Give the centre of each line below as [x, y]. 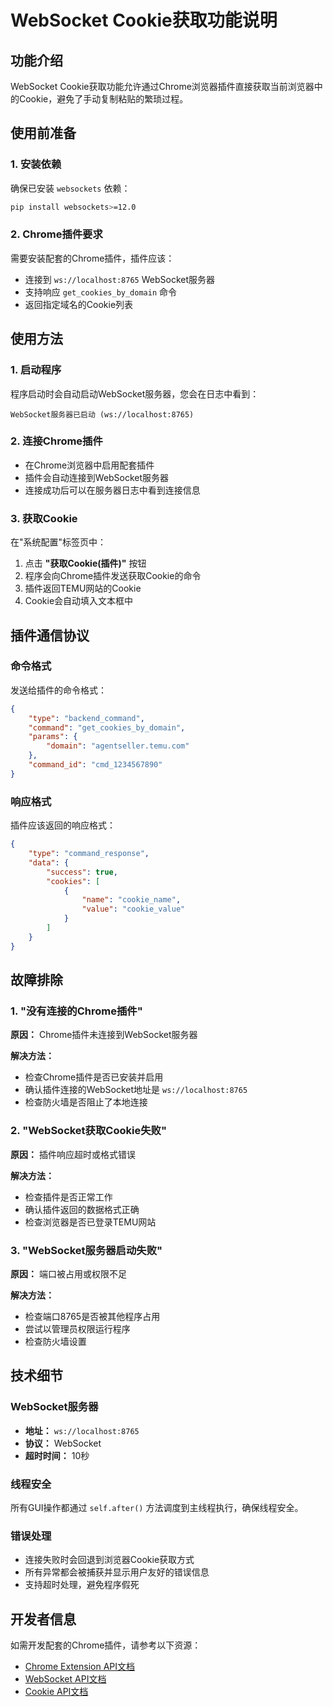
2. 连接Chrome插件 [56, 441]
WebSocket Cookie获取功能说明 [144, 20]
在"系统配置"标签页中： [58, 542]
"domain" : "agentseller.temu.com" [118, 746]
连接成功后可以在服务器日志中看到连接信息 [112, 490]
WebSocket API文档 [65, 1679]
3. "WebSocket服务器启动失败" [86, 1250]
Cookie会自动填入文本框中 [79, 601]
